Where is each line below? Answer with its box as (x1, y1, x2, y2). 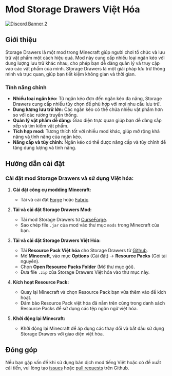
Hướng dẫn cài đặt (5, 159, 65, 168)
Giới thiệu (5, 35, 37, 44)
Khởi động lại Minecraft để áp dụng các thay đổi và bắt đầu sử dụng (20, 325, 164, 331)
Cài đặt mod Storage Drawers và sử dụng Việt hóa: (5, 175, 134, 182)
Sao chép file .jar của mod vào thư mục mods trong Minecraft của (20, 222, 160, 228)
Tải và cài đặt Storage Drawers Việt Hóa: (12, 237, 101, 243)
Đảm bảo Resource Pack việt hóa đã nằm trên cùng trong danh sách (20, 299, 165, 306)
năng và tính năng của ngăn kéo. (12, 134, 82, 140)
